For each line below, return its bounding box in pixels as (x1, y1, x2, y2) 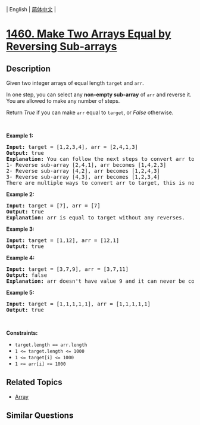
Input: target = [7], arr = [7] (6, 203, 101, 209)
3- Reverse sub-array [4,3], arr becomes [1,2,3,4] (6, 173, 161, 180)
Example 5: (6, 289, 35, 296)
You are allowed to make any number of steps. (6, 97, 120, 104)
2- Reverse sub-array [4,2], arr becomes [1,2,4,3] (6, 167, 161, 174)
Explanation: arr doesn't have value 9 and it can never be (6, 278, 186, 285)
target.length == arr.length (14, 342, 87, 348)
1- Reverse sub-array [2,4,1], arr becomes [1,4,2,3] (6, 161, 167, 168)
